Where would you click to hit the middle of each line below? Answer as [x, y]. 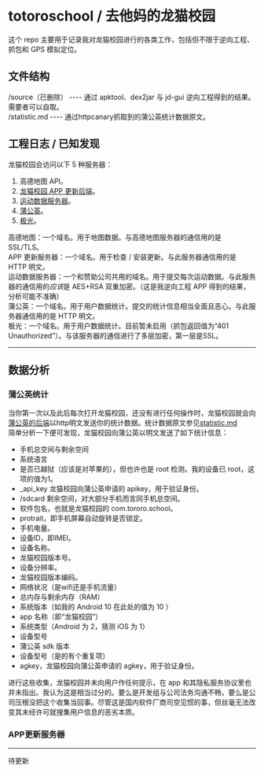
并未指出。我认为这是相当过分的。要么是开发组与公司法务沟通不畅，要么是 [128, 693]
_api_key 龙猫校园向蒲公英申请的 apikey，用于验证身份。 [111, 489]
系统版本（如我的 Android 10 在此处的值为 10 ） [96, 607]
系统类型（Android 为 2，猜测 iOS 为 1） [84, 627]
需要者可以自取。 [36, 106]
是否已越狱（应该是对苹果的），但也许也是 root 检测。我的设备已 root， [134, 469]
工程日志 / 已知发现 [54, 144]
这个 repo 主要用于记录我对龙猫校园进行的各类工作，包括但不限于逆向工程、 [131, 39]
